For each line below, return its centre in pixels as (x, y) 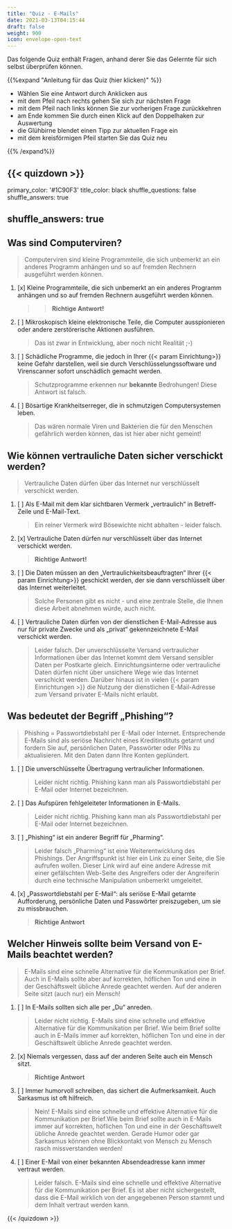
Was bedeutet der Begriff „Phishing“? (90, 716)
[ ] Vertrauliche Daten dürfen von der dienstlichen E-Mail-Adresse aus (117, 621)
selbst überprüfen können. (45, 67)
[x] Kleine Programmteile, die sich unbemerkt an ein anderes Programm (119, 288)
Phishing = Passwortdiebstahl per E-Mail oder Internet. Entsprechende (125, 733)
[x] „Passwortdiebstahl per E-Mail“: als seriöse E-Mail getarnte (106, 893)
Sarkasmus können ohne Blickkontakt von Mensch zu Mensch (123, 1141)
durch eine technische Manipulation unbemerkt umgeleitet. (118, 880)
